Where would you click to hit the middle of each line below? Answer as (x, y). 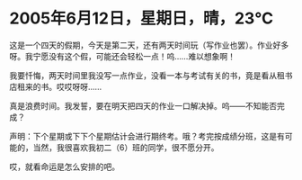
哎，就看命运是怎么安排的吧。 (64, 166)
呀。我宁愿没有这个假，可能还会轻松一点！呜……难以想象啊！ (123, 56)
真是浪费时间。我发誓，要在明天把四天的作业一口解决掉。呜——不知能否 (143, 105)
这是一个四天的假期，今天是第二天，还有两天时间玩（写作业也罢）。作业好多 (149, 45)
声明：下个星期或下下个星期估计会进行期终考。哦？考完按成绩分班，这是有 (147, 136)
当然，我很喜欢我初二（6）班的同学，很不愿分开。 (126, 147)
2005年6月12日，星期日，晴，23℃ (142, 18)
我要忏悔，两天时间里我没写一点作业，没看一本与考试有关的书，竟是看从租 (147, 75)
